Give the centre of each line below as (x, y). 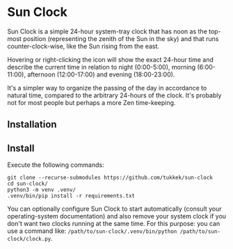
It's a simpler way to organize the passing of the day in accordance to (107, 88)
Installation (32, 125)
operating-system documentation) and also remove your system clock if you (117, 216)
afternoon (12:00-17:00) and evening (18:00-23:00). (101, 74)
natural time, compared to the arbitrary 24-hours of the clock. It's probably (114, 95)
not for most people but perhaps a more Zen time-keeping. (91, 102)
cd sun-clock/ (28, 184)
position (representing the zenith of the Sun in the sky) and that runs (121, 38)
